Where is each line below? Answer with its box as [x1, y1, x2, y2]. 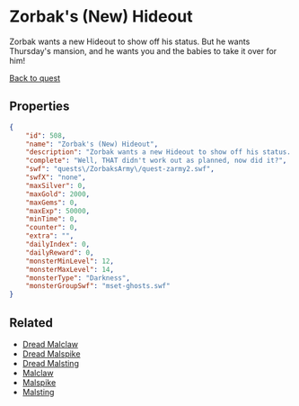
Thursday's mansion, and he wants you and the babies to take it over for [9, 45, 277, 56]
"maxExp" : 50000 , [25, 206, 91, 215]
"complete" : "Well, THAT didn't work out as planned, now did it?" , [25, 156, 287, 166]
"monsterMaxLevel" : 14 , [25, 265, 115, 274]
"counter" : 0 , [25, 223, 78, 232]
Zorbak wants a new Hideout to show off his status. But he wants [9, 36, 251, 47]
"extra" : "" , [25, 231, 75, 240]
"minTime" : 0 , [25, 214, 78, 224]
